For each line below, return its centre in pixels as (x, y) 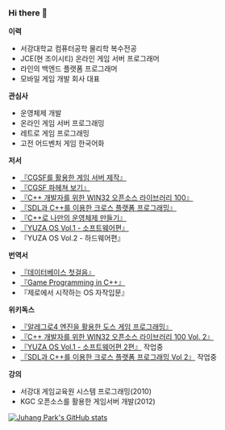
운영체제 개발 (41, 113)
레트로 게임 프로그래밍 (55, 133)
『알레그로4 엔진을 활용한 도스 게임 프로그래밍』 (96, 327)
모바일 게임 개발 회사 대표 (60, 79)
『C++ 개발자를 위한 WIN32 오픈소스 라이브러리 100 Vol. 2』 (117, 337)
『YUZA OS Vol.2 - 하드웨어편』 (72, 238)
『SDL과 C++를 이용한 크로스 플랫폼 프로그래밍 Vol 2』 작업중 (119, 357)
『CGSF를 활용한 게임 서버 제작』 (73, 177)
